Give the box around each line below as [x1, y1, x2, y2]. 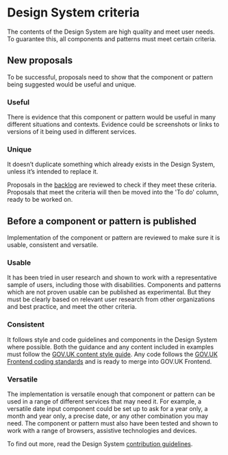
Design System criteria [7, 5, 140, 21]
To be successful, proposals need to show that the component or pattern [7, 73, 214, 81]
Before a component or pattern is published [7, 215, 197, 227]
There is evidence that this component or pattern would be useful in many [7, 113, 216, 121]
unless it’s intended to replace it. [7, 167, 99, 176]
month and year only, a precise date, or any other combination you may [7, 412, 209, 420]
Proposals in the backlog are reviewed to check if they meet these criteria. [7, 180, 217, 189]
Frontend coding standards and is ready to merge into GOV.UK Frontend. [7, 357, 212, 365]
